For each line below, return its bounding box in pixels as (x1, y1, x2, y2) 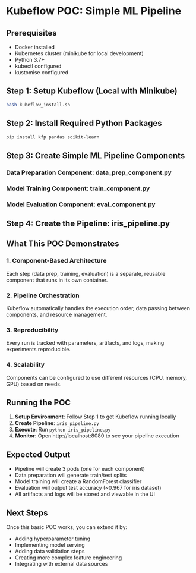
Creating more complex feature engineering (14, 554, 122, 561)
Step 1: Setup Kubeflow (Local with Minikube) (6, 86, 178, 96)
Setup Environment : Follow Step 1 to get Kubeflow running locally (14, 413, 176, 420)
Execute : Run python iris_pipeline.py (14, 426, 111, 433)
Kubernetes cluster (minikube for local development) (14, 50, 144, 57)
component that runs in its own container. (6, 276, 108, 284)
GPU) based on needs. (6, 380, 62, 388)
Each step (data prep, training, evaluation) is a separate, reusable (6, 270, 166, 277)
